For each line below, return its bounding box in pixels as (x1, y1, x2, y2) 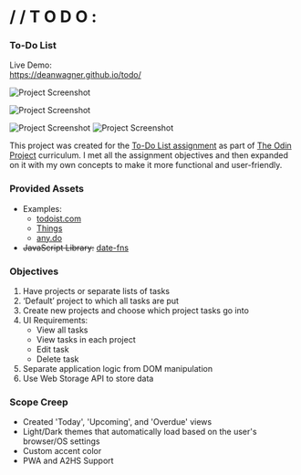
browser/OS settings (22, 436, 100, 447)
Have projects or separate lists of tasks (22, 286, 171, 297)
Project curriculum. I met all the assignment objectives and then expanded (9, 150, 289, 161)
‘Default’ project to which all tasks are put (22, 295, 180, 307)
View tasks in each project (36, 334, 136, 345)
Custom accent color (22, 446, 102, 457)
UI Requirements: (22, 315, 88, 326)
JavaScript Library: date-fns (22, 242, 130, 253)
